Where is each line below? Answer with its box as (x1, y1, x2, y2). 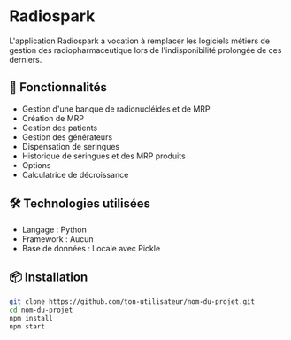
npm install (9, 314, 53, 323)
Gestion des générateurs (21, 131, 113, 143)
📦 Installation (9, 269, 88, 284)
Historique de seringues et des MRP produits (21, 151, 186, 161)
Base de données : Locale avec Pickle (21, 243, 161, 253)
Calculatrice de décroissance (21, 169, 129, 180)
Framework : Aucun (21, 233, 95, 244)
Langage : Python (21, 224, 87, 235)
